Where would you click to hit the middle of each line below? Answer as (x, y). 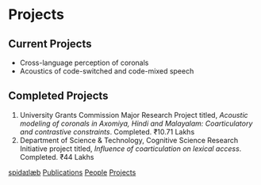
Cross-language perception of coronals (84, 62)
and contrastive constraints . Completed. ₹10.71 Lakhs (107, 131)
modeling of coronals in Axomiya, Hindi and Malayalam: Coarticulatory (136, 123)
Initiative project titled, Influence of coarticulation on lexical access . (130, 149)
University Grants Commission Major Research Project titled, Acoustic (134, 115)
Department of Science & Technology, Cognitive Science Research (129, 140)
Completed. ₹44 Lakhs (57, 157)
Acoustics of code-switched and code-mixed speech (107, 71)
